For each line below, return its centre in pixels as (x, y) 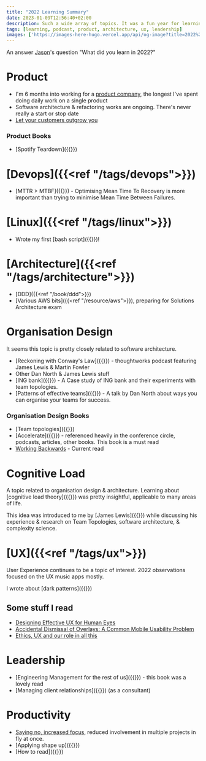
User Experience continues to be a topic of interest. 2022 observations (96, 570)
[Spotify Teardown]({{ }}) (46, 149)
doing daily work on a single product (61, 101)
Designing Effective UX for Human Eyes (65, 622)
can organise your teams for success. (63, 400)
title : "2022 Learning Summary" (48, 12)
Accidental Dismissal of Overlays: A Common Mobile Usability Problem (105, 629)
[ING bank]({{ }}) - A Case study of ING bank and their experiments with (105, 380)
